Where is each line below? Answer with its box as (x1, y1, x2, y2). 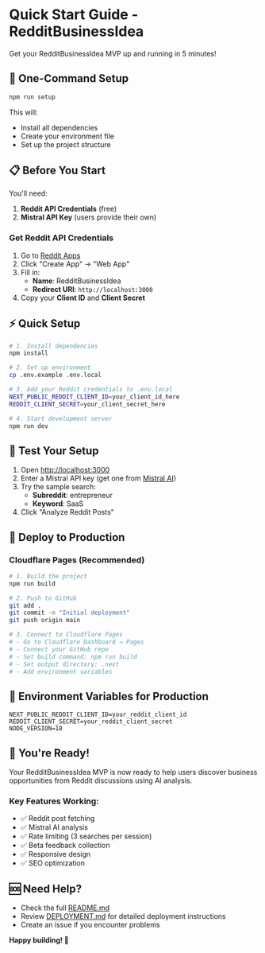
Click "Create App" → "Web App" (20, 259, 130, 268)
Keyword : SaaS (32, 499, 84, 508)
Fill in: (20, 267, 40, 277)
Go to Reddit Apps (20, 251, 81, 260)
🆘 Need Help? (9, 881, 83, 896)
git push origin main (9, 617, 81, 624)
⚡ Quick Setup (9, 317, 81, 331)
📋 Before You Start (9, 164, 106, 177)
